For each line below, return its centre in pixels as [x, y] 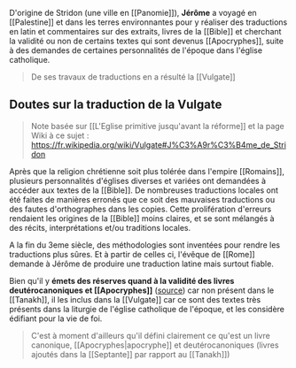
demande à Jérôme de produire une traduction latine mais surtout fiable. [142, 264]
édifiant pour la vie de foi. [56, 318]
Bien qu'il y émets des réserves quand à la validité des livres [122, 280]
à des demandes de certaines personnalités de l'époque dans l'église [136, 50]
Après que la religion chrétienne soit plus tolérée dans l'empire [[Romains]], [147, 171]
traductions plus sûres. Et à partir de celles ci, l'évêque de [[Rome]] [132, 254]
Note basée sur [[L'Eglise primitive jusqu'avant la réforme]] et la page [158, 126]
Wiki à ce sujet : [60, 135]
